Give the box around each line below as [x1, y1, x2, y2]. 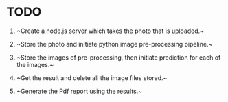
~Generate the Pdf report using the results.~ [16, 87, 142, 95]
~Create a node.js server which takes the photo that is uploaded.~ [16, 27, 204, 35]
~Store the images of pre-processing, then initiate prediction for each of [16, 53, 221, 62]
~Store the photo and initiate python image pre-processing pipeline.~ [16, 40, 213, 48]
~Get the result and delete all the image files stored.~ [16, 73, 168, 82]
